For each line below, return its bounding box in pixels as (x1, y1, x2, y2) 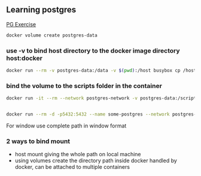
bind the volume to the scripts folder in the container (6, 81, 163, 90)
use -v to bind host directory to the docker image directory (6, 46, 181, 54)
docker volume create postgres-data (6, 32, 98, 38)
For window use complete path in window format (6, 122, 127, 129)
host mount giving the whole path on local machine (14, 151, 142, 158)
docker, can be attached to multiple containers (14, 163, 130, 171)
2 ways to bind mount (6, 137, 71, 145)
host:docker (6, 54, 43, 62)
